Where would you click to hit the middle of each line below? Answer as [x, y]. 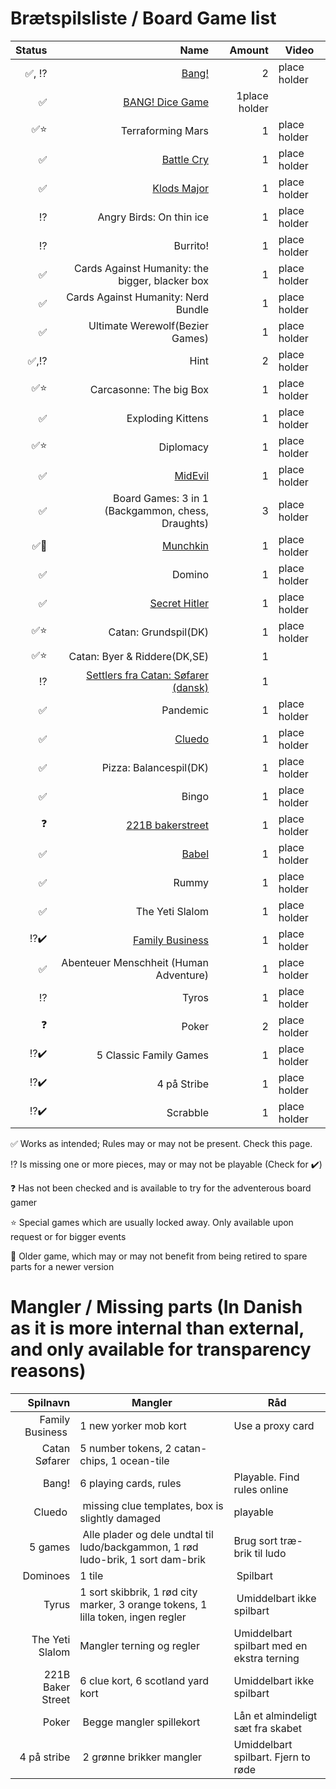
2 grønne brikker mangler [142, 1757]
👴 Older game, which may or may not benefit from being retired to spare [159, 1256]
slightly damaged [120, 1518]
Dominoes [46, 1575]
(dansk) [191, 687]
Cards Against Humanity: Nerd [138, 297]
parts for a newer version [62, 1266]
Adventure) [182, 975]
